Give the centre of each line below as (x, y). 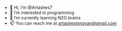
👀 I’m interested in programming (42, 13)
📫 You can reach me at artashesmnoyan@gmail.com (63, 23)
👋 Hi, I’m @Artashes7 (31, 8)
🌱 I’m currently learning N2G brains (45, 18)
